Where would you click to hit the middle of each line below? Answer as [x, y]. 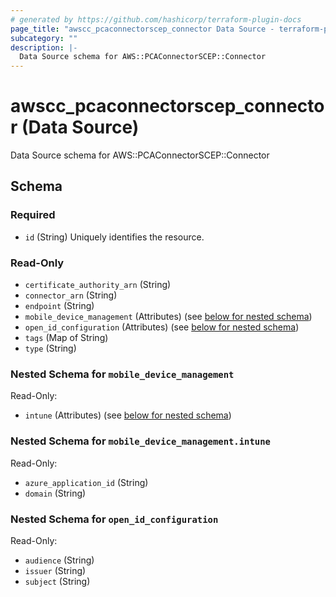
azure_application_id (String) [86, 482]
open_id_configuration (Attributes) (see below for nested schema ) [162, 327]
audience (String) [59, 560]
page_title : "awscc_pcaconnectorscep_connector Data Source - [142, 29]
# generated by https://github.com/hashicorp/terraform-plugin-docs [156, 19]
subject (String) [57, 581]
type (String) [50, 348]
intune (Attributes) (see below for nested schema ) [128, 415]
